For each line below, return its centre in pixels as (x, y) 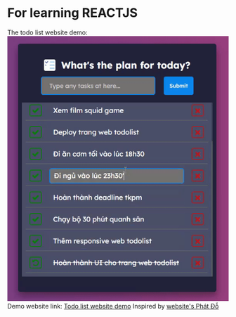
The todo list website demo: (47, 32)
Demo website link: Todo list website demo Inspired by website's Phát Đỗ (113, 306)
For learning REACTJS (73, 13)
